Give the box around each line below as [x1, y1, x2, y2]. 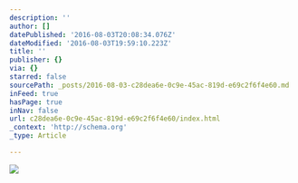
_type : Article [9, 131, 67, 140]
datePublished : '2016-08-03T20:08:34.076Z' [9, 30, 177, 39]
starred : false [9, 72, 67, 82]
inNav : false [9, 106, 59, 115]
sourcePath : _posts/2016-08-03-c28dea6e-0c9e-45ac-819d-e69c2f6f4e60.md [9, 81, 290, 90]
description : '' [9, 13, 71, 23]
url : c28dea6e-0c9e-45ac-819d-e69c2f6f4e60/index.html [9, 114, 221, 123]
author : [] [9, 22, 51, 31]
